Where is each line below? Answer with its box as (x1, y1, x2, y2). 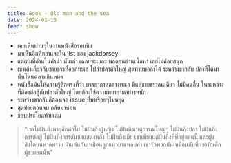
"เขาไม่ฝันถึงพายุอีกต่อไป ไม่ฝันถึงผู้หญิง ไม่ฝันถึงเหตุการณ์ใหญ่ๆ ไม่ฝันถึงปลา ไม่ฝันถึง (23, 125, 218, 133)
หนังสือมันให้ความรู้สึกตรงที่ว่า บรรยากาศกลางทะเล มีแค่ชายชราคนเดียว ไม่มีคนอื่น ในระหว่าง (17, 80, 224, 89)
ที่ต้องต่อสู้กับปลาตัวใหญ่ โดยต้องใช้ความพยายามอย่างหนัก (17, 88, 147, 96)
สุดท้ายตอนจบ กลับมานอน (17, 104, 77, 112)
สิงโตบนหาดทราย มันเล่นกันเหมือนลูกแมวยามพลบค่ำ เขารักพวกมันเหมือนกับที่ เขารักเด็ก (23, 140, 221, 149)
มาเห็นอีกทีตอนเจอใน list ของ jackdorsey (17, 50, 119, 58)
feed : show (7, 23, 39, 30)
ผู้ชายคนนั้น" (23, 149, 53, 157)
